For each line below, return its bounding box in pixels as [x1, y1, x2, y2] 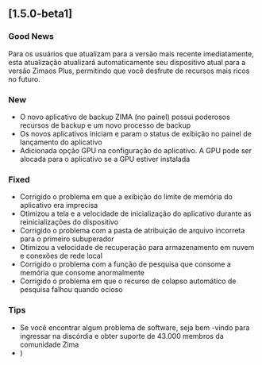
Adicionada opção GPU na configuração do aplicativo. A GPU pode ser [19, 145, 252, 155]
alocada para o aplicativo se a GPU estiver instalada [19, 154, 191, 163]
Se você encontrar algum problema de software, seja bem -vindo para [19, 322, 250, 332]
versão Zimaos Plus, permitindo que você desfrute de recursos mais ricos [8, 66, 250, 75]
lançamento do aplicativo [19, 137, 102, 147]
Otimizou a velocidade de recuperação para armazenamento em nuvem [19, 243, 255, 252]
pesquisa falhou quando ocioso [19, 285, 123, 294]
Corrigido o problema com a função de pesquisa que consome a [19, 259, 232, 269]
